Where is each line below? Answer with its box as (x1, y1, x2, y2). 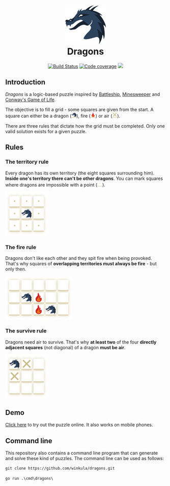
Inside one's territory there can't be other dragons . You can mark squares (5, 175, 163, 181)
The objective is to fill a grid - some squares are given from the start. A (5, 107, 154, 113)
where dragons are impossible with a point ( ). (5, 181, 106, 188)
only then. (5, 266, 26, 272)
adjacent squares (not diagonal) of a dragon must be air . (5, 344, 126, 350)
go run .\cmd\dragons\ (5, 476, 53, 481)
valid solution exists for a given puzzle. (5, 128, 87, 134)
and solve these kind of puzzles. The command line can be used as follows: (5, 455, 164, 462)
